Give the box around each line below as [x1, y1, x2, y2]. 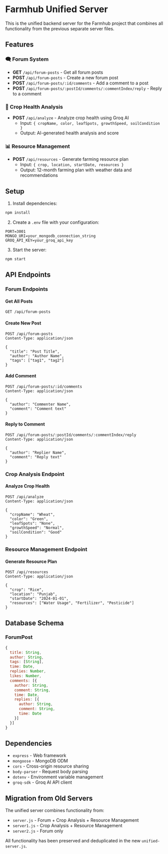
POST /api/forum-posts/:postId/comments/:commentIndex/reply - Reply [12, 85, 162, 91]
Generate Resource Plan [5, 558, 57, 564]
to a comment [12, 90, 42, 97]
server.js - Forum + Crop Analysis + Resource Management [12, 817, 139, 823]
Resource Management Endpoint [5, 546, 87, 553]
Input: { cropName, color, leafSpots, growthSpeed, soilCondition [20, 120, 160, 126]
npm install [5, 210, 30, 215]
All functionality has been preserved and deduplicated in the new [5, 838, 141, 844]
